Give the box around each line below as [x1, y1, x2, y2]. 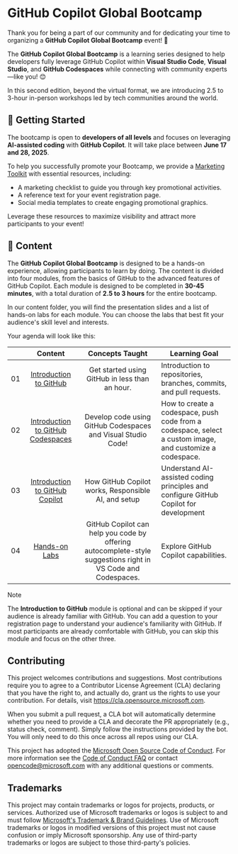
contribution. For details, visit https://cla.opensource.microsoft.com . [7, 697, 206, 705]
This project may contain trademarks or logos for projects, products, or [7, 801, 215, 809]
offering [104, 537, 131, 547]
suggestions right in [84, 555, 151, 565]
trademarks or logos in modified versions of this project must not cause [7, 823, 216, 832]
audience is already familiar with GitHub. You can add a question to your [7, 611, 218, 620]
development [161, 507, 205, 517]
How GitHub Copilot [84, 477, 151, 487]
